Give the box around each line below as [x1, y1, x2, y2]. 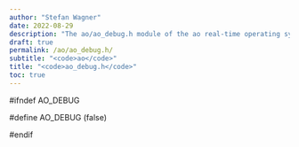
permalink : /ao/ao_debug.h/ [9, 46, 114, 55]
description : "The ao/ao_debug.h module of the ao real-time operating [9, 29, 280, 38]
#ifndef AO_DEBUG [9, 95, 80, 105]
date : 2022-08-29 [9, 21, 74, 30]
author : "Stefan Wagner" [9, 12, 101, 22]
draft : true [9, 37, 53, 47]
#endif [9, 129, 34, 140]
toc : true [9, 71, 46, 80]
